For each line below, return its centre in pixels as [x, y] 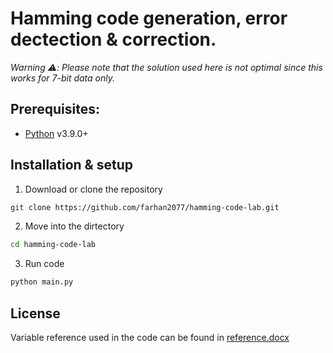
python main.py [42, 282]
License [35, 313]
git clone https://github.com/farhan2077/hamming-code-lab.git [145, 207]
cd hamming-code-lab [53, 245]
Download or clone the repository [93, 189]
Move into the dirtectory [74, 226]
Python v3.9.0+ [56, 133]
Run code [44, 264]
